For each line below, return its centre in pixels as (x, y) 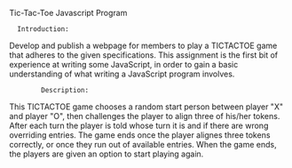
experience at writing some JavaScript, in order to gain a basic (124, 64)
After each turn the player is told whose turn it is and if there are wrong (139, 125)
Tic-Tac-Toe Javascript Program (68, 13)
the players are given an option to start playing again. (107, 154)
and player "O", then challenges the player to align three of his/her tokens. (145, 116)
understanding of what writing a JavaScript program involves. (122, 74)
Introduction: (43, 29)
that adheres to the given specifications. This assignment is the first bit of (144, 55)
